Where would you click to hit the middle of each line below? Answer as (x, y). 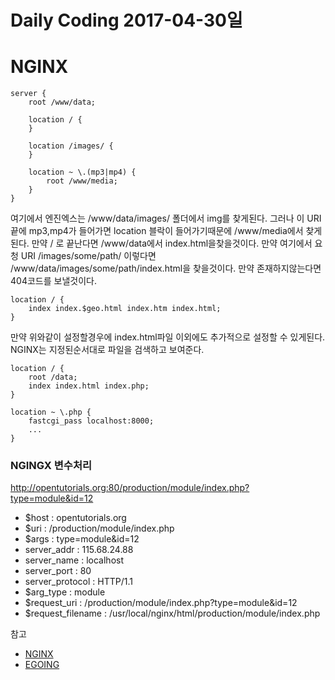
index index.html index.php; (89, 386)
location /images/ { (71, 146)
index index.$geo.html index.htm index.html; (125, 309)
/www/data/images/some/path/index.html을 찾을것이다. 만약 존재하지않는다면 (166, 268)
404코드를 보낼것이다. (53, 281)
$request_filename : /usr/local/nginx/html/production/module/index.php (172, 613)
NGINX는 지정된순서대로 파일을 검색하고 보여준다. (107, 350)
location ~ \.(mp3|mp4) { (82, 172)
